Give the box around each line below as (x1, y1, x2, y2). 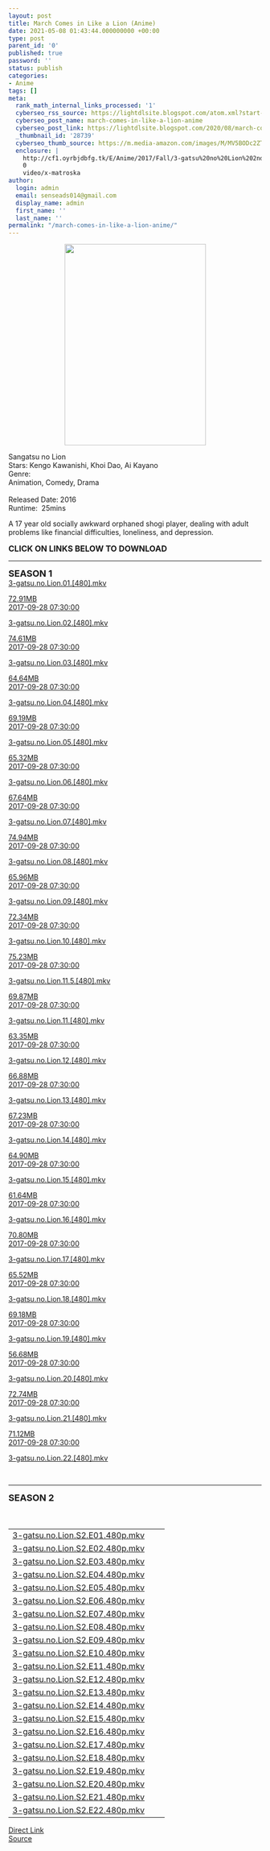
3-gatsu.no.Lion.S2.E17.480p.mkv (12, 1739, 145, 1750)
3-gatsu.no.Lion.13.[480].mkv (8, 1095, 106, 1105)
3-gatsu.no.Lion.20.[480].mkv (8, 1374, 108, 1384)
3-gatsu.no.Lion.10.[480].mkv (8, 936, 106, 946)
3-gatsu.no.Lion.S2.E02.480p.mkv (12, 1543, 145, 1555)
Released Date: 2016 (8, 495, 76, 504)
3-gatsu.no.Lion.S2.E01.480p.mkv (12, 1530, 145, 1541)
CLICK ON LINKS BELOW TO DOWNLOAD (8, 543, 167, 554)
